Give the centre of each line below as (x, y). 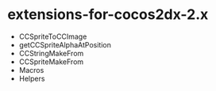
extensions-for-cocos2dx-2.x (108, 15)
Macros (31, 70)
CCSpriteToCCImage (53, 36)
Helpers (32, 78)
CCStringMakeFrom (51, 53)
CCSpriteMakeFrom (51, 62)
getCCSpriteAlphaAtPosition (65, 44)
